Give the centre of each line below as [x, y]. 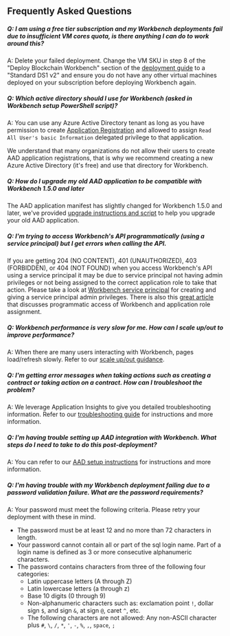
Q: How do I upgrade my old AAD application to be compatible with [105, 181]
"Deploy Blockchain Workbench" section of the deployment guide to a [106, 68]
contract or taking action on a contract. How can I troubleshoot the [105, 382]
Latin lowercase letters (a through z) [79, 589]
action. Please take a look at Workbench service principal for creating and [112, 290]
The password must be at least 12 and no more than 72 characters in [114, 530]
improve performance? [41, 334]
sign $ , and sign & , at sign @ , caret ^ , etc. [84, 611]
